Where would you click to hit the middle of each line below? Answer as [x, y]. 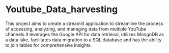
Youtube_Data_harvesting [62, 9]
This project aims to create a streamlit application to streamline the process [84, 23]
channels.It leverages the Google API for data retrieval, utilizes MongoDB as [85, 34]
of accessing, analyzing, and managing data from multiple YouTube [76, 29]
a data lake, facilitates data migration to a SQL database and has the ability [83, 40]
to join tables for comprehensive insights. [49, 45]
